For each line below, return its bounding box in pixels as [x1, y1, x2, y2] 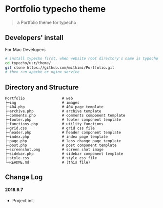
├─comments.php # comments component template [5, 113, 125, 118]
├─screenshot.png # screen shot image [5, 147, 104, 152]
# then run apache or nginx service [5, 70, 80, 75]
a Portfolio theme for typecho [17, 19, 77, 25]
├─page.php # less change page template [5, 139, 121, 144]
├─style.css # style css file [5, 156, 97, 161]
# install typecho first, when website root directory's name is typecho [5, 56, 159, 61]
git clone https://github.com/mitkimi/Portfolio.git [5, 65, 115, 70]
